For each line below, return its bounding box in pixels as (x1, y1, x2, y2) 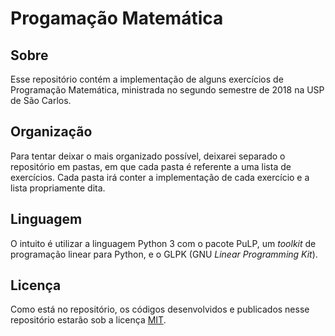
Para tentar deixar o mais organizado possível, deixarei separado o (10, 150, 286, 162)
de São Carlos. (10, 95, 72, 106)
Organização (10, 123, 93, 141)
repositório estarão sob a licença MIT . (10, 314, 167, 326)
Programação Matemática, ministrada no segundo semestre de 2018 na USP (10, 84, 325, 96)
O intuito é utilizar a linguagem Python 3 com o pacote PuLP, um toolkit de (10, 237, 317, 249)
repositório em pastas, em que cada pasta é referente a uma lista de (10, 160, 292, 172)
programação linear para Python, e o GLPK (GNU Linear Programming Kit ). (10, 248, 318, 260)
